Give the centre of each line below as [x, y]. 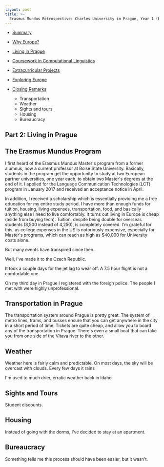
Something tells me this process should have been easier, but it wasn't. [76, 459]
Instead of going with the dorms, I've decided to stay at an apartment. [75, 432]
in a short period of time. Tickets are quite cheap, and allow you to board [78, 325]
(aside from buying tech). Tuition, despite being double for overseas [73, 219]
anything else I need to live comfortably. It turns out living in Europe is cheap [82, 214]
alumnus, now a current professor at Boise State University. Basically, [75, 168]
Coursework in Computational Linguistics [53, 61]
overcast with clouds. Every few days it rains [50, 368]
